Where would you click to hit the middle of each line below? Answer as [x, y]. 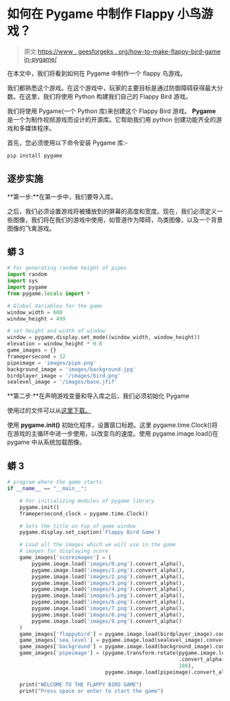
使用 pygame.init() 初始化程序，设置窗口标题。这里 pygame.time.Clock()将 [112, 425]
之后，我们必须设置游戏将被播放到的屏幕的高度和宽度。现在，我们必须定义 [112, 211]
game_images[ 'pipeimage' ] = [59, 653]
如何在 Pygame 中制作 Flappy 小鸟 [104, 14]
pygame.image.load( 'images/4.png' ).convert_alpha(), [108, 589]
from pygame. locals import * [49, 293]
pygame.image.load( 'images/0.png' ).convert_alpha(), [108, 564]
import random [27, 275]
